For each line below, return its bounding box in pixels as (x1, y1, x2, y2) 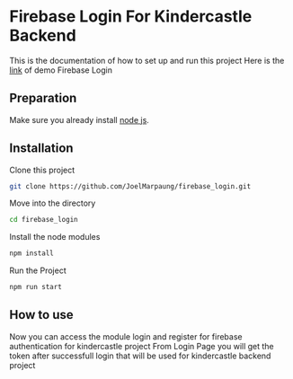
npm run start (9, 283, 63, 292)
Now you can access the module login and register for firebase (9, 331, 243, 342)
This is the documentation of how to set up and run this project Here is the (9, 55, 285, 66)
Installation (9, 141, 74, 156)
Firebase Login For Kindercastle (9, 6, 253, 27)
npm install (9, 249, 54, 258)
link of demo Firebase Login (9, 65, 113, 75)
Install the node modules (9, 232, 101, 242)
